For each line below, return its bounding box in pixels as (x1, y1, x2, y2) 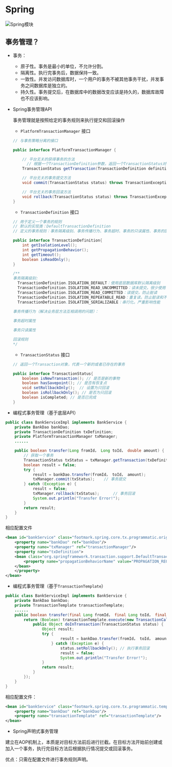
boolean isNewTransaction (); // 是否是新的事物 (22, 376, 120, 381)
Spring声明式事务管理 (12, 728, 59, 734)
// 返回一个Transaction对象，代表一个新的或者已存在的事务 (12, 361, 125, 367)
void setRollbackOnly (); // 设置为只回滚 (22, 386, 110, 391)
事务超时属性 (12, 318, 36, 324)
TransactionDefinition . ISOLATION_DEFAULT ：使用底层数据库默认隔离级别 (17, 280, 160, 286)
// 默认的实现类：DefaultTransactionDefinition (12, 224, 111, 229)
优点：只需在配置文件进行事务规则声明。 (5, 756, 91, 762)
